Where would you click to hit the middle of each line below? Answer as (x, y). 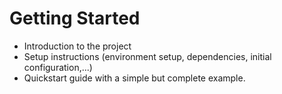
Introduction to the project (77, 46)
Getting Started (75, 18)
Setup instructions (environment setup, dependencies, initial (147, 56)
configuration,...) (58, 67)
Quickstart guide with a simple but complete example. (134, 78)
